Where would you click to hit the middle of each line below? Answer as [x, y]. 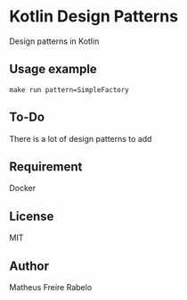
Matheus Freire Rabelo [51, 287]
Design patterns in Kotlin [54, 41]
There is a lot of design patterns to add [81, 138]
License [32, 216]
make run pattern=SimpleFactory [69, 90]
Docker [23, 188]
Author [29, 266]
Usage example [53, 69]
